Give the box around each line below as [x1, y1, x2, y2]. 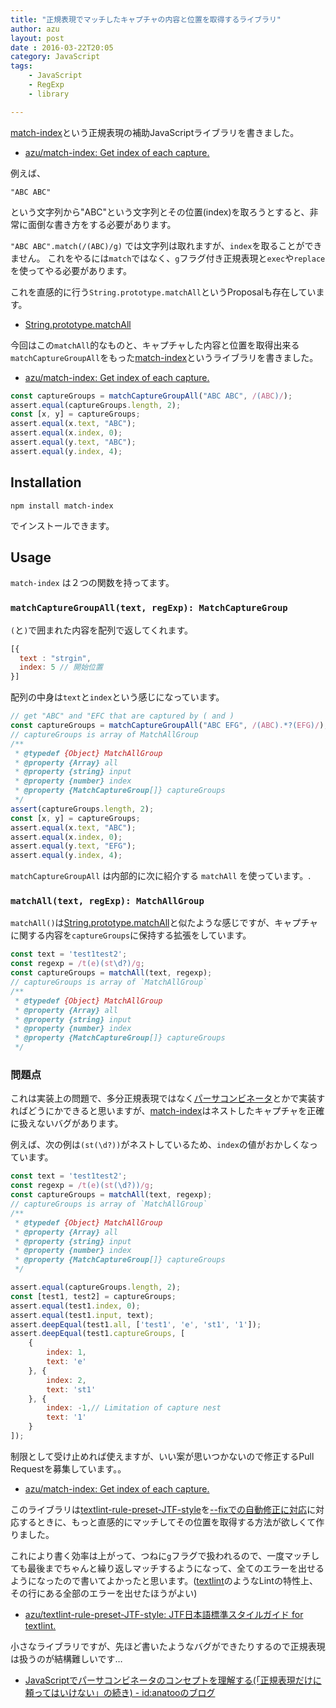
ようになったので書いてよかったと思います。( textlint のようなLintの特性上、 [10, 1574, 318, 1586]
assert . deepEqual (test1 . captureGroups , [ [10, 1329, 186, 1339]
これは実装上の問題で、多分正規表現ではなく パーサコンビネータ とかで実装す [10, 1092, 326, 1105]
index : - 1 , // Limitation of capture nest [46, 1403, 222, 1413]
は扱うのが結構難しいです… [10, 1652, 123, 1665]
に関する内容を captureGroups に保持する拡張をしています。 [10, 929, 252, 941]
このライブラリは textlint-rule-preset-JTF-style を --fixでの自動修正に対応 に [10, 1503, 317, 1515]
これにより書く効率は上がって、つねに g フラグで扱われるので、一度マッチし [10, 1549, 320, 1561]
